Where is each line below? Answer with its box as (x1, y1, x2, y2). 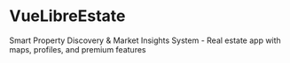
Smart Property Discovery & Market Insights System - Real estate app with (9, 35, 281, 45)
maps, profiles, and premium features (9, 44, 146, 54)
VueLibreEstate (9, 6, 126, 26)
